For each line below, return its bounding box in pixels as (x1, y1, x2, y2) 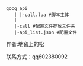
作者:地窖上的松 (6, 41, 44, 47)
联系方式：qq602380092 (6, 53, 68, 60)
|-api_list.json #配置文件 (14, 29, 77, 35)
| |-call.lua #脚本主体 (14, 12, 69, 18)
